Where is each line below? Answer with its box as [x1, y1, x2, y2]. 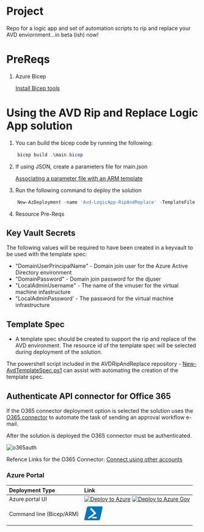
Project [6, 4, 44, 18]
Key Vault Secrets [6, 227, 76, 238]
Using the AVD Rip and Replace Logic [6, 106, 199, 120]
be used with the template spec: [6, 251, 87, 258]
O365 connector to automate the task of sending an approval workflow [6, 414, 185, 421]
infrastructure [15, 301, 50, 309]
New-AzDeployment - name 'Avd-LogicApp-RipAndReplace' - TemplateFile [17, 199, 195, 205]
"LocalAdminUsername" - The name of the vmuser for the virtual [15, 282, 179, 289]
